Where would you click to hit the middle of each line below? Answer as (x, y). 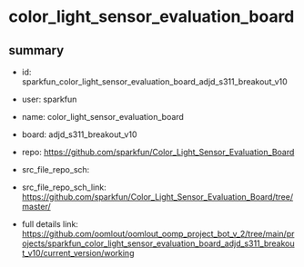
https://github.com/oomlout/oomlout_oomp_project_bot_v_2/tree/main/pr (158, 234)
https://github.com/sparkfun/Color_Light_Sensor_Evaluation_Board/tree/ (157, 197)
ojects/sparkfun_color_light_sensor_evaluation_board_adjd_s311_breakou (158, 243)
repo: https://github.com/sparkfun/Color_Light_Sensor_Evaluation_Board (158, 152)
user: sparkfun (49, 99)
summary (36, 50)
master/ (36, 207)
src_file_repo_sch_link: (64, 187)
